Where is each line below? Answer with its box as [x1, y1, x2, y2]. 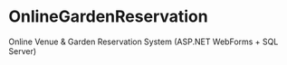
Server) [8, 45, 37, 56]
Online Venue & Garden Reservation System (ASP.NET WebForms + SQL [8, 36, 279, 47]
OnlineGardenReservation [8, 6, 209, 27]
